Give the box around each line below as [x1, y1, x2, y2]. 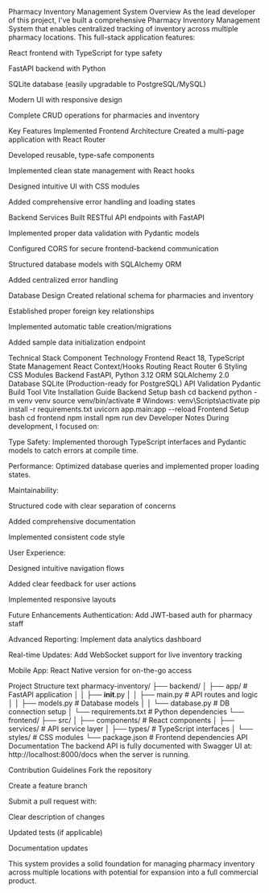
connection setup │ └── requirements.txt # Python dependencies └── [8, 707, 244, 716]
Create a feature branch [8, 781, 88, 790]
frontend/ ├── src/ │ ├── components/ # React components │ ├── [8, 716, 235, 725]
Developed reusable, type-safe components [8, 151, 155, 159]
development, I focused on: [8, 422, 99, 431]
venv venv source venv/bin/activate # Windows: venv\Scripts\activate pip [16, 396, 260, 405]
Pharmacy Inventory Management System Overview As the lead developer [8, 7, 256, 16]
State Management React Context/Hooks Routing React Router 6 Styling [8, 362, 248, 371]
